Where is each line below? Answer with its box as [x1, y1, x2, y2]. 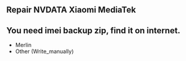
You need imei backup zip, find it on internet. [6, 25, 180, 36]
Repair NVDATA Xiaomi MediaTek [6, 5, 136, 15]
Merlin [15, 42, 32, 49]
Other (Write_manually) [15, 48, 74, 55]
